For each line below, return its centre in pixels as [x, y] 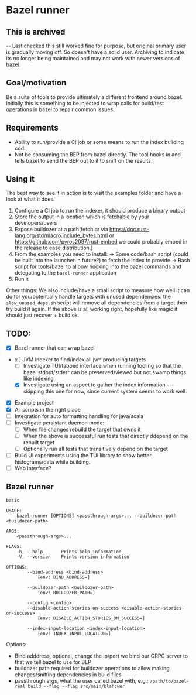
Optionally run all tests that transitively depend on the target [95, 449]
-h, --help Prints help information [69, 552]
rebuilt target [39, 442]
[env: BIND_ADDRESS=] [64, 577]
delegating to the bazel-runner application [66, 273]
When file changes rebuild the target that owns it [82, 429]
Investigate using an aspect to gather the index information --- [99, 385]
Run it [22, 279]
